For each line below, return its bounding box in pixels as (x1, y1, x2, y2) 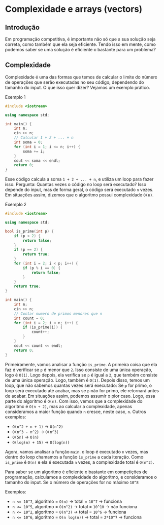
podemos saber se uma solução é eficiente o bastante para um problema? (5, 47, 156, 52)
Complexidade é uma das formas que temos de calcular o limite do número (5, 74, 158, 80)
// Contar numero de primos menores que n (14, 311, 102, 316)
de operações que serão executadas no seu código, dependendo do (5, 79, 144, 85)
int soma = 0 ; (14, 140, 43, 145)
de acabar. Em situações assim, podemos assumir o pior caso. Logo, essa (5, 393, 155, 399)
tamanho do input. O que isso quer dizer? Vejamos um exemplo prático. (5, 84, 150, 90)
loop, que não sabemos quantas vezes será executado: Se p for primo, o (5, 382, 152, 388)
